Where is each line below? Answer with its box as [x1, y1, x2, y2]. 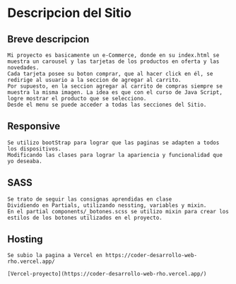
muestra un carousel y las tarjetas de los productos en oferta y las [7, 58, 220, 65]
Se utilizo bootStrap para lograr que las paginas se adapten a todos [7, 139, 220, 146]
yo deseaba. [7, 158, 42, 165]
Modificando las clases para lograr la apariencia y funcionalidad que [7, 151, 223, 158]
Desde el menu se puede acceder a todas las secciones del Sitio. [7, 101, 207, 108]
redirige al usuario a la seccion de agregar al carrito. [7, 76, 182, 83]
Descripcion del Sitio [7, 5, 132, 21]
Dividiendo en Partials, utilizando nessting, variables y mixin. [7, 201, 207, 209]
